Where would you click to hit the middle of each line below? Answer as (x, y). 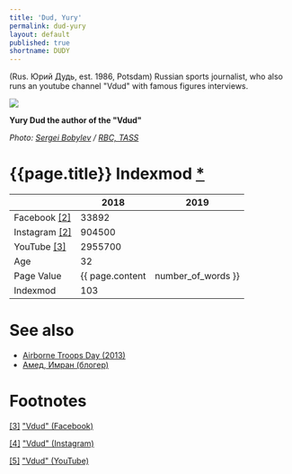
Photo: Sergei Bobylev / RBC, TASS (74, 138)
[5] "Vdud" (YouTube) (49, 461)
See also (42, 331)
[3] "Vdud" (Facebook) (52, 426)
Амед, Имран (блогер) (66, 365)
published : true (40, 43)
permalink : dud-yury (48, 26)
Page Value (38, 276)
